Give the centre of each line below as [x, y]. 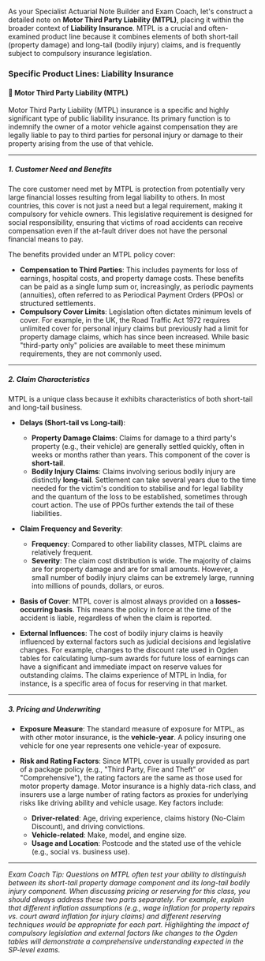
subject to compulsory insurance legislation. [80, 53]
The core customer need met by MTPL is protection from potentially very [127, 189]
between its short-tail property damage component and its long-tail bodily [129, 883]
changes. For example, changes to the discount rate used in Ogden [129, 650]
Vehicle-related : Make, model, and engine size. [109, 835]
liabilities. [47, 514]
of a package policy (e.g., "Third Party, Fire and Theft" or [112, 769]
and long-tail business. [45, 408]
